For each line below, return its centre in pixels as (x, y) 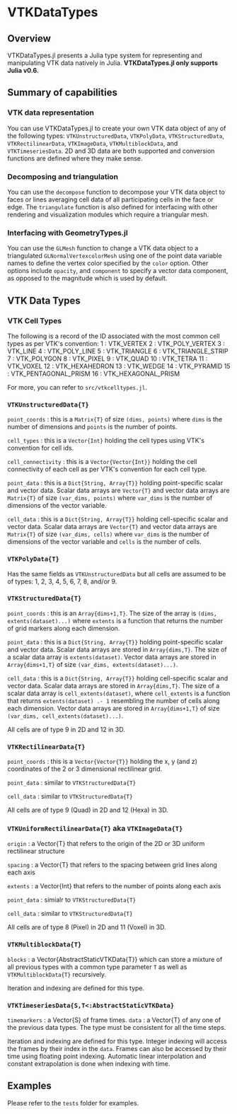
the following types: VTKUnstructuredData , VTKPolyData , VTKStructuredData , (116, 136)
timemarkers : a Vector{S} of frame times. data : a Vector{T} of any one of (114, 1020)
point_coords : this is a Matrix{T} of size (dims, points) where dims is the (115, 419)
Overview (29, 39)
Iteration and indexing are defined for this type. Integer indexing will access (117, 1041)
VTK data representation (51, 112)
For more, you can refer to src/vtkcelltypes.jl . (77, 387)
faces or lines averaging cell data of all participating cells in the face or (110, 199)
